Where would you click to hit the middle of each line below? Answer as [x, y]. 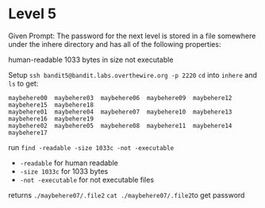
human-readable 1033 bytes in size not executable [91, 60]
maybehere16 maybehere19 [51, 119]
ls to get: [23, 83]
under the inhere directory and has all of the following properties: [115, 44]
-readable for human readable [69, 163]
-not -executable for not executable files [87, 179]
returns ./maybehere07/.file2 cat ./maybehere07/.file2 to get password [127, 195]
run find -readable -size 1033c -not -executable [91, 147]
